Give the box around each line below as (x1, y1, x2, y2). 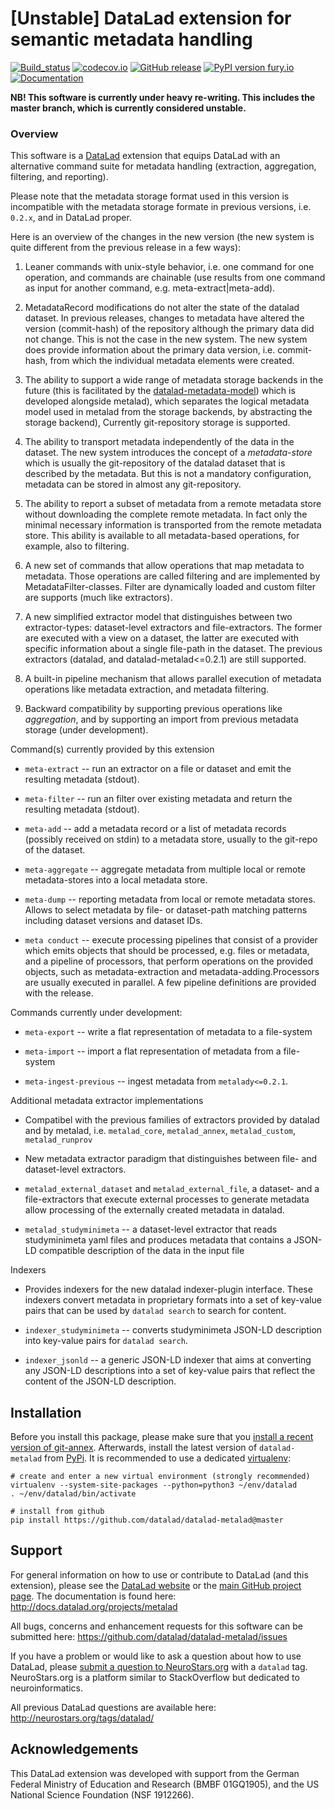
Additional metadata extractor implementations (10, 1095, 204, 1107)
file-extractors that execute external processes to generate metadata (24, 1193, 310, 1206)
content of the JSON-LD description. (24, 1375, 177, 1387)
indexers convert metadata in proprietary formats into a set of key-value (24, 1294, 322, 1306)
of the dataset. (24, 844, 86, 856)
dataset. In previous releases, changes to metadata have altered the (24, 312, 305, 324)
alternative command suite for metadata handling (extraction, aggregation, (10, 160, 317, 172)
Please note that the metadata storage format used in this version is (10, 190, 290, 202)
